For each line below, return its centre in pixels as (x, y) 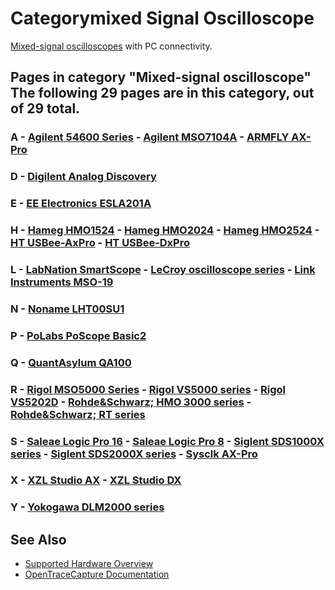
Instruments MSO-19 (62, 282)
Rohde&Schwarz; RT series (78, 414)
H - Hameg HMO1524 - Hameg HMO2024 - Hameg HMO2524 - (165, 230)
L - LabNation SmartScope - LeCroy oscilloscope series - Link (163, 269)
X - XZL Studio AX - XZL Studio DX (96, 480)
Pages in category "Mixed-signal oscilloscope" (161, 77)
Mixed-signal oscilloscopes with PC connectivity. (111, 46)
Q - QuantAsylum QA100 (71, 362)
